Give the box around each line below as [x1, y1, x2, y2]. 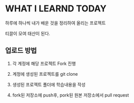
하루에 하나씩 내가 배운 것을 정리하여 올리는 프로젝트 [5, 20, 106, 26]
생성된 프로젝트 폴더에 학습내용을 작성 [12, 81, 86, 87]
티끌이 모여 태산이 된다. [5, 30, 51, 36]
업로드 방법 [5, 47, 37, 55]
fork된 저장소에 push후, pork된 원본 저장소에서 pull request [12, 92, 129, 98]
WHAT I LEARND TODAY [5, 3, 107, 14]
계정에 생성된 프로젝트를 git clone [12, 71, 78, 77]
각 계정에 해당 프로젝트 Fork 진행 [12, 60, 76, 66]
